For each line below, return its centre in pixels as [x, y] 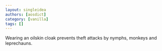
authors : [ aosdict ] [26, 14]
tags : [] [14, 24]
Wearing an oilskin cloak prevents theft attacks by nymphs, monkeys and [81, 38]
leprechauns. [19, 43]
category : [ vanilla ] [27, 19]
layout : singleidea [26, 10]
